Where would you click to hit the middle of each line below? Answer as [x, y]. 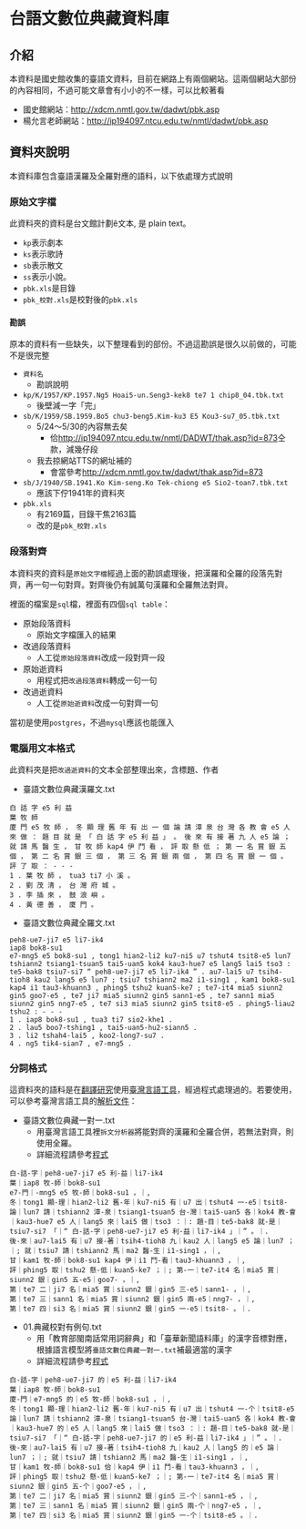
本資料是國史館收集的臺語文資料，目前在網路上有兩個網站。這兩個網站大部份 [153, 79]
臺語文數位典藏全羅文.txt [69, 922]
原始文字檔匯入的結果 [76, 635]
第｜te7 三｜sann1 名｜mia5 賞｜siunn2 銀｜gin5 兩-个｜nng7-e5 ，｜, [136, 1506]
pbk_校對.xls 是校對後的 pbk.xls [80, 300]
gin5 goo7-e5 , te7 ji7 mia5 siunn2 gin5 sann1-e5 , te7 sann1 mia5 [142, 995]
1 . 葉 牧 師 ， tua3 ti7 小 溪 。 [72, 875]
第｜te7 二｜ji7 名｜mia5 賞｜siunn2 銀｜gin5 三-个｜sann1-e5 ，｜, [134, 1496]
